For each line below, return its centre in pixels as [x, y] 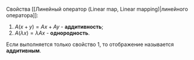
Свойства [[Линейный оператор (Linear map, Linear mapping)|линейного [97, 9]
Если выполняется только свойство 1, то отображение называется [90, 44]
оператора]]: [22, 15]
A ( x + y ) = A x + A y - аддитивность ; [59, 27]
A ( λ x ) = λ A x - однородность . [52, 33]
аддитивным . [24, 51]
